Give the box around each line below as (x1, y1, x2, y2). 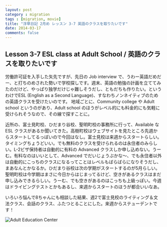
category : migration (5, 12, 50, 17)
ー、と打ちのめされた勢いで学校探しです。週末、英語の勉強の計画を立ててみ (5, 80, 162, 86)
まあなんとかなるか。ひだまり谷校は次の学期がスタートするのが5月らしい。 (5, 165, 160, 171)
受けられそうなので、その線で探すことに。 (5, 111, 92, 117)
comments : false (5, 30, 39, 35)
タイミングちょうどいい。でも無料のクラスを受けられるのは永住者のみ (5, 140, 149, 146)
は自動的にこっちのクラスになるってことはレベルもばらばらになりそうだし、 (5, 159, 162, 165)
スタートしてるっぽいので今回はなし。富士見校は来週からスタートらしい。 (9, 134, 162, 140)
